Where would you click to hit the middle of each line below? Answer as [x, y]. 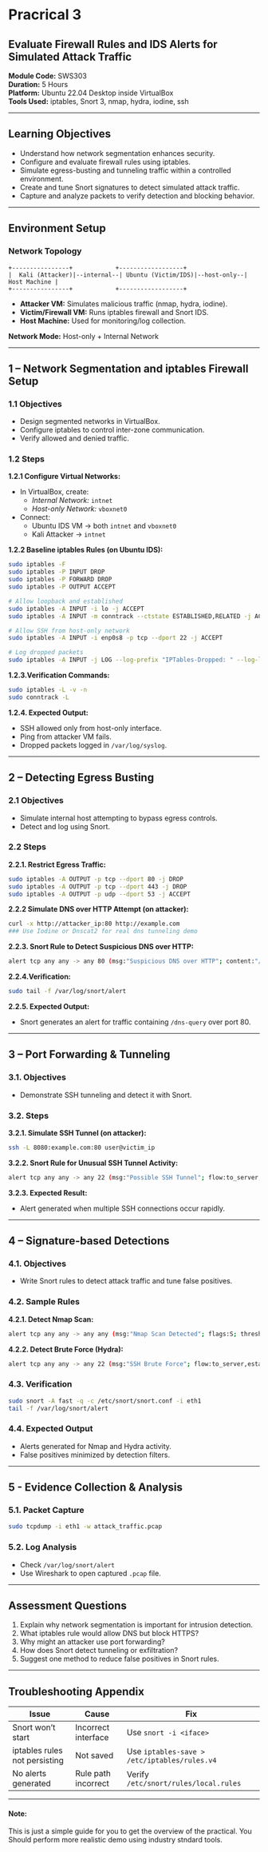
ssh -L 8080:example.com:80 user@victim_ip [82, 1148]
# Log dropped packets [46, 653]
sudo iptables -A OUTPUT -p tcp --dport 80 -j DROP [96, 879]
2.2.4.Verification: [40, 976]
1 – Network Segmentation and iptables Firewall [128, 368]
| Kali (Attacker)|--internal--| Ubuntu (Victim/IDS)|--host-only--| [128, 275]
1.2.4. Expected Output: [49, 712]
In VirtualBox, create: [54, 492]
